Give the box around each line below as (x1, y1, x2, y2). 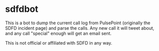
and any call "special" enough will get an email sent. (5, 30, 112, 36)
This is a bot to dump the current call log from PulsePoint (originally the (5, 20, 151, 26)
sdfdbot (5, 3, 39, 15)
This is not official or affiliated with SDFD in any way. (5, 40, 112, 46)
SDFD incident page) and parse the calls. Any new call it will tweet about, (5, 25, 155, 31)
